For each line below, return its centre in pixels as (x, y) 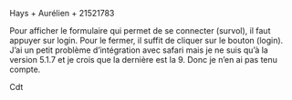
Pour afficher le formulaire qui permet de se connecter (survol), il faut (140, 30)
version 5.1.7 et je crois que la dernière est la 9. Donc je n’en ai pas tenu (144, 60)
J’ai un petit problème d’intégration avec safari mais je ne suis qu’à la (139, 50)
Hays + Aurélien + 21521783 (62, 13)
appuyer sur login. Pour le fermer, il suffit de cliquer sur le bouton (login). (146, 40)
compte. (25, 69)
